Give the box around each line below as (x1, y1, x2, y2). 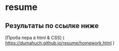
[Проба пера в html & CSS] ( (5, 34, 65, 40)
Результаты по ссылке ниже (5, 21, 99, 30)
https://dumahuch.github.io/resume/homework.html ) (5, 40, 115, 46)
